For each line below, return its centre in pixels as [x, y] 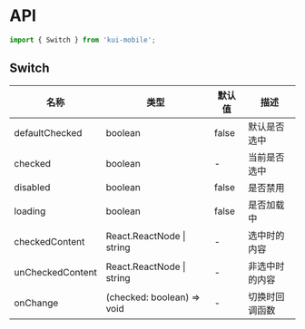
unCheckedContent [55, 272]
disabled [32, 187]
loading [30, 211]
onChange [36, 303]
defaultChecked [48, 132]
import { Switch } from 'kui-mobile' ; [83, 40]
